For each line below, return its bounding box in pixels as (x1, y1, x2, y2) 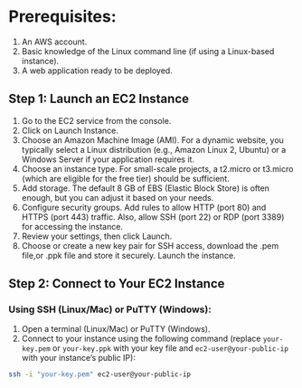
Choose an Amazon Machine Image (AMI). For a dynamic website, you (21, 134, 284, 146)
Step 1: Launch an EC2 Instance (8, 91, 189, 107)
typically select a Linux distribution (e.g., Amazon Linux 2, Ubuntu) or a (21, 144, 287, 155)
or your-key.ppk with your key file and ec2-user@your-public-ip (52, 343, 288, 354)
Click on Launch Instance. (21, 125, 118, 136)
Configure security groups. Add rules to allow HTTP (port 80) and (21, 202, 267, 213)
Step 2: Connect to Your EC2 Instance (8, 276, 225, 291)
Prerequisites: (8, 6, 117, 27)
